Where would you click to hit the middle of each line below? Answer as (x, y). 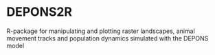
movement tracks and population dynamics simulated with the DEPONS (107, 38)
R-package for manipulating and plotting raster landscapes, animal (101, 31)
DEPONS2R (39, 12)
